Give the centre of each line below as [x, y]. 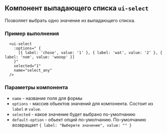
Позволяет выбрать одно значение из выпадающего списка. [70, 20]
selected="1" [27, 66]
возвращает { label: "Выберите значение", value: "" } [72, 125]
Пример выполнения [32, 33]
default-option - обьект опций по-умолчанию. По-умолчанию [79, 120]
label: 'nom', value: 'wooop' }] [40, 57]
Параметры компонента [36, 88]
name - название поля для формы [47, 98]
